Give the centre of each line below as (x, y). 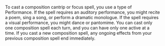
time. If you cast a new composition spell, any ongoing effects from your (78, 33)
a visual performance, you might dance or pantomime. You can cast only (79, 23)
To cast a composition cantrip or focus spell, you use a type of (68, 7)
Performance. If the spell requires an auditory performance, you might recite (82, 12)
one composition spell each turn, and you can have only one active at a (77, 28)
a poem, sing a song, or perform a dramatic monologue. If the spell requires (82, 17)
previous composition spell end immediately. (50, 38)
